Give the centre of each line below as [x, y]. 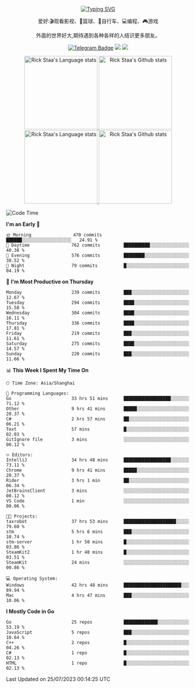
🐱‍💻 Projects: [22, 516]
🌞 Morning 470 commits [54, 235]
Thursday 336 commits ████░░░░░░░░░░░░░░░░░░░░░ [98, 323]
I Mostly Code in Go [30, 611]
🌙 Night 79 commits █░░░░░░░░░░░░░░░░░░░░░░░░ [98, 266]
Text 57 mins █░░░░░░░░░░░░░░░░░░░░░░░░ [98, 429]
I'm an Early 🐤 [23, 224]
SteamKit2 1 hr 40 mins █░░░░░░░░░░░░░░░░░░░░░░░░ [98, 552]
